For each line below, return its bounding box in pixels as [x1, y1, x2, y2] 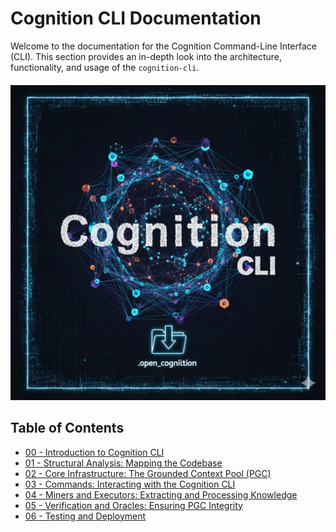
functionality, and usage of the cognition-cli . [10, 61, 200, 73]
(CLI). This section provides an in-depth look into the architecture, [10, 50, 283, 62]
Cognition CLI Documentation [10, 7, 262, 30]
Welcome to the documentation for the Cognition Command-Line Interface [10, 40, 318, 52]
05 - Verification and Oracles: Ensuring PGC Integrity [24, 499, 243, 511]
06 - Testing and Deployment [24, 510, 147, 522]
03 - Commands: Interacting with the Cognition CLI [24, 478, 236, 490]
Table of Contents [10, 420, 125, 437]
